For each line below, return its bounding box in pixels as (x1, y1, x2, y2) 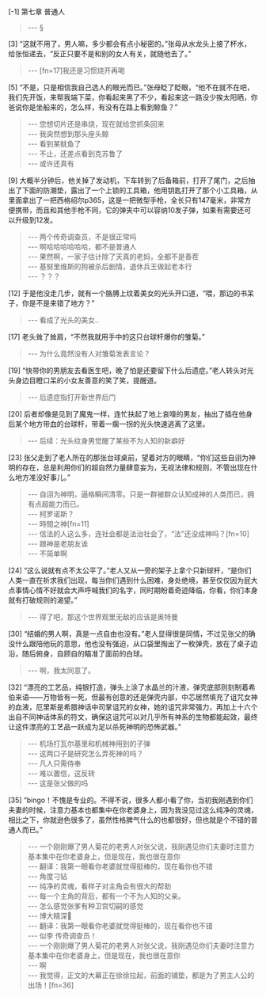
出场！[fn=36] (27, 980, 74, 990)
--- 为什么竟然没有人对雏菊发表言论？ (27, 349, 151, 358)
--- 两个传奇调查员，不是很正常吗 (27, 232, 137, 242)
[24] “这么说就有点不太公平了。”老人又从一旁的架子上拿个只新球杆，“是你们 (8, 565, 252, 575)
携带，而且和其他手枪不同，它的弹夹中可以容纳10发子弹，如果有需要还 (14, 205, 245, 215)
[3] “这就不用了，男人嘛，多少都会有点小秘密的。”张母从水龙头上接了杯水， (8, 39, 252, 48)
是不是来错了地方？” (28, 299, 95, 307)
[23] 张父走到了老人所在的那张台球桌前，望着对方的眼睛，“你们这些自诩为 (8, 453, 249, 462)
